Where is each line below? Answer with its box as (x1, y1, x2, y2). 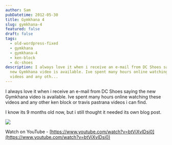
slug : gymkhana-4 (5, 22, 42, 27)
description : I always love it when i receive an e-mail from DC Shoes (5, 65, 161, 70)
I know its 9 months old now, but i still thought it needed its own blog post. (5, 109, 162, 115)
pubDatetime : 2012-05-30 (5, 12, 58, 17)
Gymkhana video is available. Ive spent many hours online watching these (5, 93, 161, 100)
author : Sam (5, 7, 31, 13)
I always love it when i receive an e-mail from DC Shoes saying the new (5, 88, 156, 94)
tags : (5, 36, 17, 42)
